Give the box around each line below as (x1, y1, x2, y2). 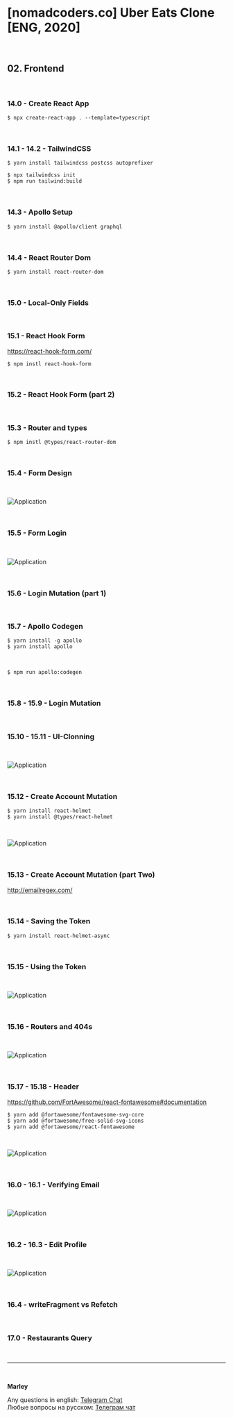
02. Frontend (7, 63, 64, 74)
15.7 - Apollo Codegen (7, 621, 83, 631)
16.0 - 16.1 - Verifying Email (7, 1180, 100, 1189)
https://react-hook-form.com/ (7, 347, 92, 355)
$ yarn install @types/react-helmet (7, 814, 113, 821)
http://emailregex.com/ (7, 886, 73, 894)
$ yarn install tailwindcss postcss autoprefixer (7, 160, 154, 167)
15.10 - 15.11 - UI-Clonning (7, 732, 95, 741)
